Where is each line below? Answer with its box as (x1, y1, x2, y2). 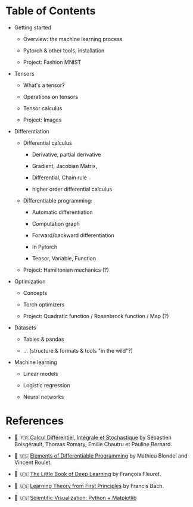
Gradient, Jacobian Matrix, (32, 162, 98, 169)
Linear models (23, 370, 58, 377)
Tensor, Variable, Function (32, 254, 96, 262)
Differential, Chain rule (32, 174, 88, 181)
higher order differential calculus (32, 185, 113, 192)
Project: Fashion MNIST (23, 58, 82, 66)
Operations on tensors (23, 93, 79, 100)
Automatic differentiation (32, 209, 93, 216)
